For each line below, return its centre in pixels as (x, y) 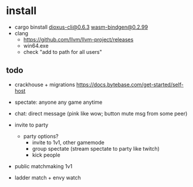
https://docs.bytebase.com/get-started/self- (130, 84)
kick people (46, 155)
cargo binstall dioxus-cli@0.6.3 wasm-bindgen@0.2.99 (81, 27)
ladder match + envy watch (48, 178)
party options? (41, 136)
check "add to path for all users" (63, 52)
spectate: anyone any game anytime (58, 102)
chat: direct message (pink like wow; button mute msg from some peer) (101, 113)
